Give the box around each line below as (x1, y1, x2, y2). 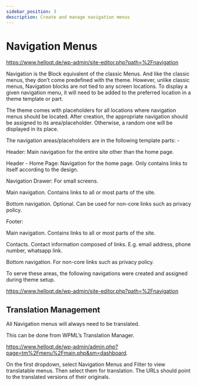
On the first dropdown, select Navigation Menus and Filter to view (6, 361, 166, 368)
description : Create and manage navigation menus (6, 14, 131, 20)
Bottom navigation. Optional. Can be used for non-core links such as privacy (6, 200, 191, 207)
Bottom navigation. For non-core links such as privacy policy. (6, 259, 155, 266)
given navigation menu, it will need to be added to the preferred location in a (6, 89, 191, 96)
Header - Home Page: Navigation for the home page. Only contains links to (6, 160, 188, 167)
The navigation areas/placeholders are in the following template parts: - (6, 137, 180, 144)
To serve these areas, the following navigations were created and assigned (6, 270, 188, 277)
